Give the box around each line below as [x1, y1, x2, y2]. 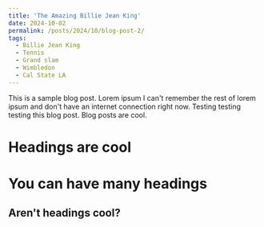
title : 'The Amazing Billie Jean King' [8, 11, 142, 20]
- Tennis [15, 49, 45, 57]
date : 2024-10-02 [8, 19, 66, 27]
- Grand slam [15, 57, 59, 65]
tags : [8, 34, 26, 42]
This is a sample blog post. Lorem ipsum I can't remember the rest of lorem [8, 93, 256, 102]
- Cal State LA [15, 71, 66, 79]
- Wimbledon [15, 64, 56, 72]
